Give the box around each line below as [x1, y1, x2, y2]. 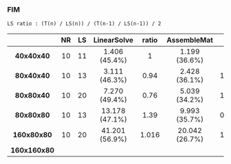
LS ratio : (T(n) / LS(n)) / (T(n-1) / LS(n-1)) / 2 [7, 21, 162, 27]
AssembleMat [166, 36, 213, 45]
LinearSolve [93, 36, 134, 45]
